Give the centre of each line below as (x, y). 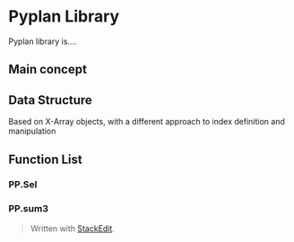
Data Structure (51, 100)
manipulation (32, 131)
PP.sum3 (28, 209)
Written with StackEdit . (73, 228)
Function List (45, 159)
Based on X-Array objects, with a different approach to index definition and (147, 122)
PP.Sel (23, 185)
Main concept (48, 69)
